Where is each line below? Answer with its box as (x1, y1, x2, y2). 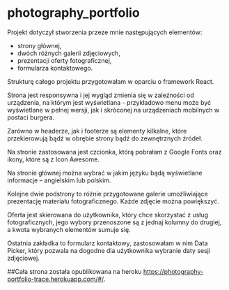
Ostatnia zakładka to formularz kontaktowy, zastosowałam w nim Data (7, 239, 208, 247)
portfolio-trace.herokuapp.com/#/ (7, 275, 104, 283)
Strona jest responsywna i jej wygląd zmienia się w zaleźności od (7, 91, 195, 99)
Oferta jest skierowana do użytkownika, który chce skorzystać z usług (7, 210, 209, 219)
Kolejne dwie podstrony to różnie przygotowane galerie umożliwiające (7, 189, 209, 198)
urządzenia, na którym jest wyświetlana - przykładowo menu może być (7, 98, 212, 106)
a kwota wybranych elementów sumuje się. (7, 225, 131, 233)
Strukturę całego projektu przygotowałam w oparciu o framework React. (7, 77, 214, 85)
